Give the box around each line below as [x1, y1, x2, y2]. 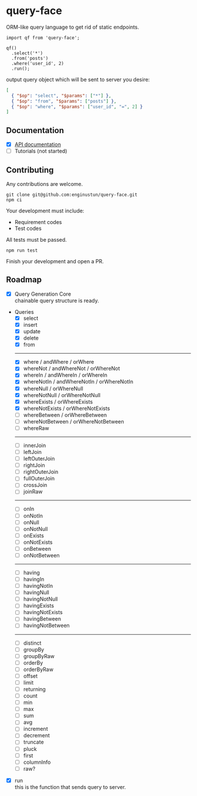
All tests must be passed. [6, 236, 67, 243]
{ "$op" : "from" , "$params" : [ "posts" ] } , [11, 98, 117, 104]
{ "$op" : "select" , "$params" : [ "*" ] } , [11, 93, 111, 99]
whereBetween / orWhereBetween [23, 411, 107, 418]
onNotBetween [23, 551, 60, 558]
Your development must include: [6, 207, 84, 215]
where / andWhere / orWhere [23, 358, 94, 365]
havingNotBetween [23, 622, 70, 629]
